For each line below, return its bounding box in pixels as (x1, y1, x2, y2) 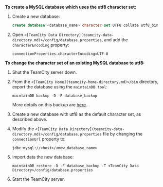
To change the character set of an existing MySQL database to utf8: (5, 60, 145, 66)
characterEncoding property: (12, 42, 70, 48)
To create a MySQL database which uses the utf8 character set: (5, 4, 137, 10)
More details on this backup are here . (12, 102, 88, 107)
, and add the (101, 36, 128, 43)
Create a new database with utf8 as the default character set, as (12, 111, 141, 117)
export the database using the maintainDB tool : (12, 84, 108, 89)
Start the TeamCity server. (12, 176, 65, 182)
